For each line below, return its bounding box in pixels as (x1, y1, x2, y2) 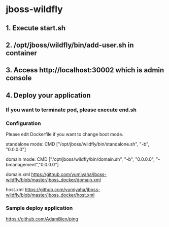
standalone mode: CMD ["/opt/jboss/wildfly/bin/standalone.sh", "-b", (6, 141, 149, 147)
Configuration (6, 120, 41, 127)
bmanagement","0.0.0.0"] (6, 161, 59, 167)
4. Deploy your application (6, 91, 91, 100)
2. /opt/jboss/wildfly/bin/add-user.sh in (6, 40, 134, 49)
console (6, 74, 32, 82)
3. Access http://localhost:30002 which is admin (6, 66, 164, 74)
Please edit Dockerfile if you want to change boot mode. (6, 131, 124, 137)
